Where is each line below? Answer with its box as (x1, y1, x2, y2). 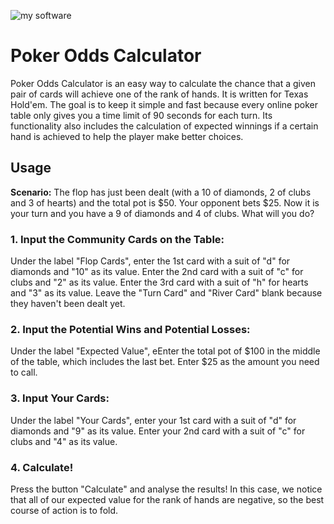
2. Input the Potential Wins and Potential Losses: (10, 322, 251, 336)
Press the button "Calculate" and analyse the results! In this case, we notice (10, 483, 323, 495)
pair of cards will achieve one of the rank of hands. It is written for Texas (10, 88, 309, 100)
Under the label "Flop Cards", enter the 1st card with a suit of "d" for (10, 255, 291, 267)
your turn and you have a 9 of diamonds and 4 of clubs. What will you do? (10, 207, 315, 219)
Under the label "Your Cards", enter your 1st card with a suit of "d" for (10, 414, 297, 426)
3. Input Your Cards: (10, 391, 110, 405)
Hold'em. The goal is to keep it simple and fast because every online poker (10, 98, 318, 110)
